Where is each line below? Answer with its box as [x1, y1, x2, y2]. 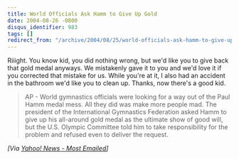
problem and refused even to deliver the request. [24, 131, 169, 139]
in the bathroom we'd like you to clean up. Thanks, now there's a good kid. [7, 79, 226, 87]
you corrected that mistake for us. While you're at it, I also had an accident [7, 72, 225, 80]
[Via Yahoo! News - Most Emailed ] [7, 144, 109, 153]
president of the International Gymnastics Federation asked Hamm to [24, 108, 227, 116]
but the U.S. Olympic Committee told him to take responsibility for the [24, 123, 228, 131]
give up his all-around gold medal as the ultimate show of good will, [24, 115, 223, 124]
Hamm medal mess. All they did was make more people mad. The [24, 100, 217, 109]
